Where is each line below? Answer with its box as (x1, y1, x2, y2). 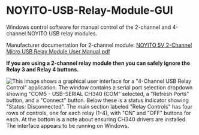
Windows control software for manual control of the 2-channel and (6, 23, 171, 31)
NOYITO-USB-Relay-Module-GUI (6, 4, 173, 17)
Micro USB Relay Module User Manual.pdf (6, 47, 110, 55)
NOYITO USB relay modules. (27, 29, 98, 37)
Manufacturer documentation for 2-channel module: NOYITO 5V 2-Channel (6, 41, 192, 49)
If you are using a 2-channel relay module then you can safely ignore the (6, 59, 191, 67)
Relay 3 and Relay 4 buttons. (6, 65, 79, 73)
